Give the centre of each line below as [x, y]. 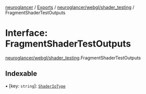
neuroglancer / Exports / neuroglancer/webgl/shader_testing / [70, 7]
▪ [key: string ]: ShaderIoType [35, 86]
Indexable [21, 74]
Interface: [27, 33]
